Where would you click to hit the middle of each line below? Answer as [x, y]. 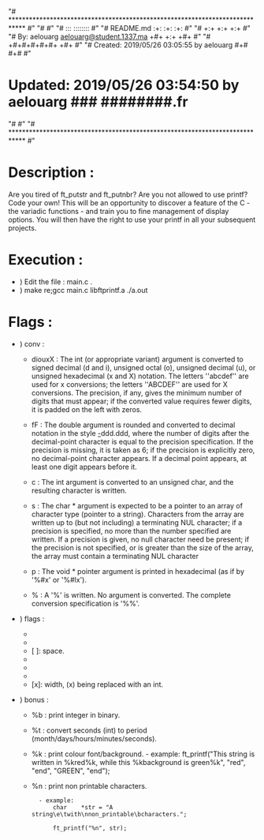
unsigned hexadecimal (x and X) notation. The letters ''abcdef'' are [140, 376]
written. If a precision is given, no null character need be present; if [140, 539]
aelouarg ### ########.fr [98, 102]
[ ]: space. [48, 651]
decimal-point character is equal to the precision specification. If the [142, 441]
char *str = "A [83, 807]
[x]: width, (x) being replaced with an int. [97, 684]
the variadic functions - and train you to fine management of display [119, 211]
